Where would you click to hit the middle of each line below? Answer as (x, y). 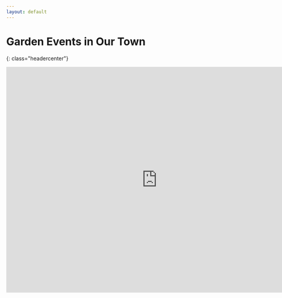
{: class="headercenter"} (37, 58)
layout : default (27, 12)
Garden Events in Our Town (76, 41)
